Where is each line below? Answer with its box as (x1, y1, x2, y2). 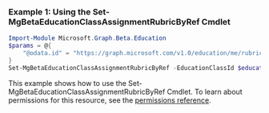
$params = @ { (8, 42, 52, 50)
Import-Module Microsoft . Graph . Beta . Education (8, 34, 167, 42)
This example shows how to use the (8, 78, 126, 88)
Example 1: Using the (8, 6, 91, 18)
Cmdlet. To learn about (167, 87, 243, 96)
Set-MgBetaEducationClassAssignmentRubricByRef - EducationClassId (8, 64, 235, 72)
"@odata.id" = (22, 49, 70, 57)
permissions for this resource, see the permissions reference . (8, 95, 211, 105)
